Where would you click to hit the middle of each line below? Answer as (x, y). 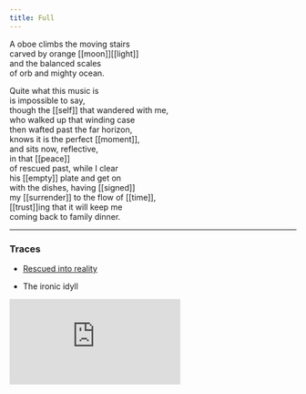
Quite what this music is (54, 90)
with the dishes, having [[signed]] (72, 187)
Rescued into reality (60, 268)
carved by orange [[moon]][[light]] (74, 53)
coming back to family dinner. (65, 216)
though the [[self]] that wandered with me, (89, 109)
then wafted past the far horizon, (71, 130)
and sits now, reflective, (54, 149)
